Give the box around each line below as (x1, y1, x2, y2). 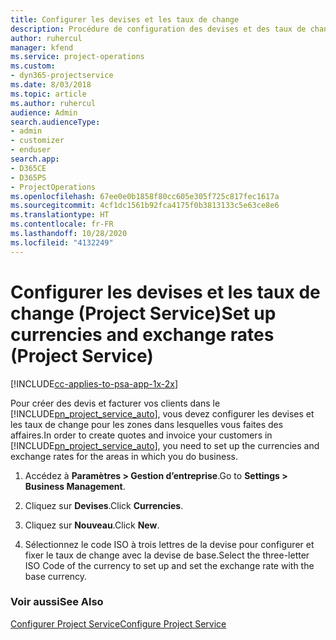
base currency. (24, 570, 88, 582)
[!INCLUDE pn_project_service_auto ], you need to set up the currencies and (10, 439, 320, 451)
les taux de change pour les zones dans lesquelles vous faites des (10, 418, 284, 430)
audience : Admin (10, 107, 78, 118)
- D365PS (10, 172, 47, 183)
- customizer (10, 136, 65, 146)
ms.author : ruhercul (10, 98, 97, 108)
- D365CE (10, 163, 47, 173)
